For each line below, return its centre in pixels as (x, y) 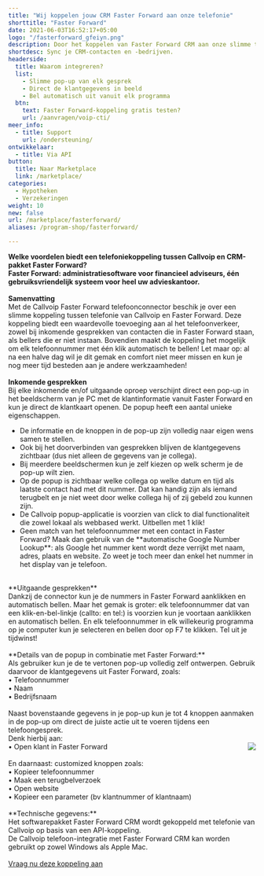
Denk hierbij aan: (35, 738)
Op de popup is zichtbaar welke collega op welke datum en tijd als (126, 481)
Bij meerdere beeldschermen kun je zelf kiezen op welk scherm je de (131, 464)
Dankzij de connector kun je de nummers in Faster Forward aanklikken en (127, 596)
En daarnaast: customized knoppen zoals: (76, 763)
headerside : (27, 60)
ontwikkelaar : (31, 147)
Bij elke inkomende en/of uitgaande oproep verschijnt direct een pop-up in (129, 390)
